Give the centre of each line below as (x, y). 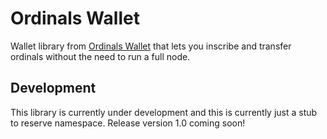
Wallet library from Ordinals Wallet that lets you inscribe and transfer (151, 46)
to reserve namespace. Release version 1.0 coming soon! (128, 123)
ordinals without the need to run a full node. (100, 56)
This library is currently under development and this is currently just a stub (164, 112)
